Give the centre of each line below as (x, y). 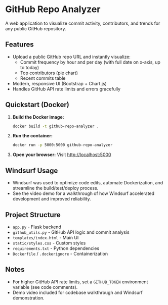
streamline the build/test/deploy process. (55, 188)
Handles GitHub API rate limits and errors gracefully (66, 89)
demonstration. (28, 298)
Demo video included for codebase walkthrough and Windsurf (77, 292)
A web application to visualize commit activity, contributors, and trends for (83, 23)
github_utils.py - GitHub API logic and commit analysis (71, 232)
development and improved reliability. (52, 199)
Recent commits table (43, 78)
